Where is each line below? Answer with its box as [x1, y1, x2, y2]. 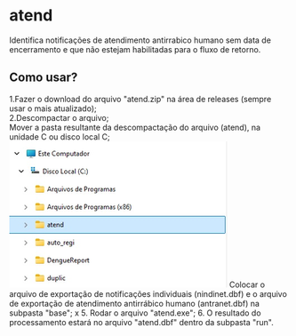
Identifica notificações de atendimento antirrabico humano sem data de [9, 35, 271, 45]
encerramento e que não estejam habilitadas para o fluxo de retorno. [9, 44, 261, 54]
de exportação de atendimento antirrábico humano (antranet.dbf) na [9, 298, 260, 308]
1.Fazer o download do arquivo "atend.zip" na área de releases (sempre [9, 93, 272, 104]
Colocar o [228, 279, 265, 290]
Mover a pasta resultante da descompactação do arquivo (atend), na [9, 122, 260, 132]
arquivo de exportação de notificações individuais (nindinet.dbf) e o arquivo [9, 288, 287, 299]
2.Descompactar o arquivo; [9, 112, 109, 123]
